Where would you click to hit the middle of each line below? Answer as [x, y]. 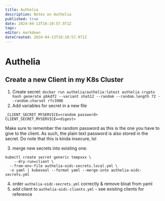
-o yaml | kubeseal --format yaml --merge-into [59, 170]
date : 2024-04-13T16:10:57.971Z [38, 23]
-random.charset [29, 101]
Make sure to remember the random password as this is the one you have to [82, 128]
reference [22, 194]
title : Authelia [22, 10]
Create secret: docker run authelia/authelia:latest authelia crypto [83, 91]
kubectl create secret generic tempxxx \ [48, 157]
